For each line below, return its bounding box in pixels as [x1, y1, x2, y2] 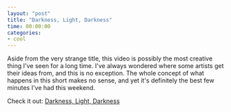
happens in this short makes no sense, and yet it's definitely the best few [7, 76, 215, 85]
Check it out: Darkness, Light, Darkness [7, 97, 120, 105]
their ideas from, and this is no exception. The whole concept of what [7, 69, 205, 78]
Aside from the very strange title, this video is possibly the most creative [7, 54, 213, 63]
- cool [7, 36, 26, 43]
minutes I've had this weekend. [7, 84, 95, 92]
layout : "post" [7, 10, 51, 17]
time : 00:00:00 [7, 23, 51, 30]
